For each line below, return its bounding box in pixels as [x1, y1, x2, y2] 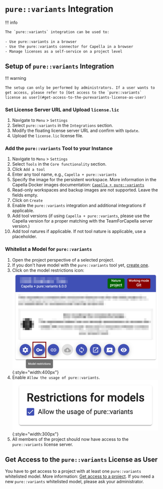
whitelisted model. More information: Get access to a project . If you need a [5, 473, 154, 479]
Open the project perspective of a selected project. [12, 257, 114, 263]
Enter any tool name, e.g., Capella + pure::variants [12, 171, 117, 177]
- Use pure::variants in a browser [5, 39, 77, 44]
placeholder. [12, 234, 37, 240]
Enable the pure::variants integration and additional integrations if [12, 203, 146, 208]
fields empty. [12, 192, 38, 198]
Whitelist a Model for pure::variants [5, 246, 92, 253]
